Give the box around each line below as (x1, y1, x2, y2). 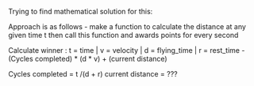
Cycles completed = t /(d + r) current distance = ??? (8, 69, 178, 78)
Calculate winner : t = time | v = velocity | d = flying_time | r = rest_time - (8, 46, 245, 54)
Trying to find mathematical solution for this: (8, 7, 153, 16)
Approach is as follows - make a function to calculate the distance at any (8, 22, 246, 31)
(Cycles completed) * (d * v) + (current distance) (8, 54, 168, 63)
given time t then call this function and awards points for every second (8, 31, 239, 39)
